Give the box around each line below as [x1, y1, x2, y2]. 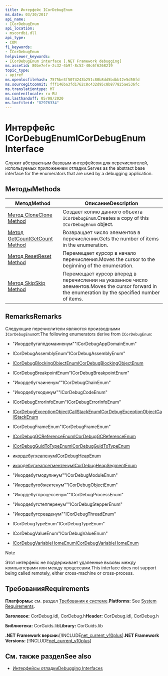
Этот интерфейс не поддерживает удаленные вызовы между [5, 559, 136, 565]
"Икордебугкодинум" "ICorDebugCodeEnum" [12, 389, 108, 395]
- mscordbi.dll [5, 31, 37, 36]
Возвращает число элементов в [62, 229, 141, 236]
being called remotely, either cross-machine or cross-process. [5, 570, 134, 576]
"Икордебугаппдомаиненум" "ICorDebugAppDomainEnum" [12, 341, 137, 347]
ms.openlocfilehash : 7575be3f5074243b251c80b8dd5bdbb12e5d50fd [5, 77, 140, 82]
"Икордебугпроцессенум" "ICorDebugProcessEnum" [12, 491, 124, 497]
